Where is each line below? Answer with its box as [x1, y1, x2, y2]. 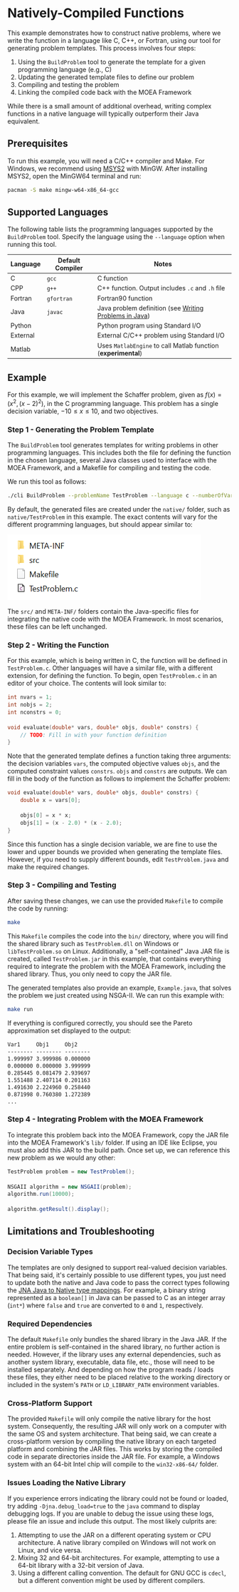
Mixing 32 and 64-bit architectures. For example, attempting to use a [17, 1553, 220, 1562]
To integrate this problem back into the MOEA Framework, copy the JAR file [7, 1130, 229, 1139]
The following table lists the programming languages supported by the [7, 225, 213, 233]
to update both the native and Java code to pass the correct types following [7, 1278, 230, 1287]
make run [7, 1005, 33, 1013]
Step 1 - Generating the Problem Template [7, 425, 154, 435]
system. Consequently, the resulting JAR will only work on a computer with [7, 1422, 227, 1431]
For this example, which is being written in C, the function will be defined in [7, 656, 228, 665]
